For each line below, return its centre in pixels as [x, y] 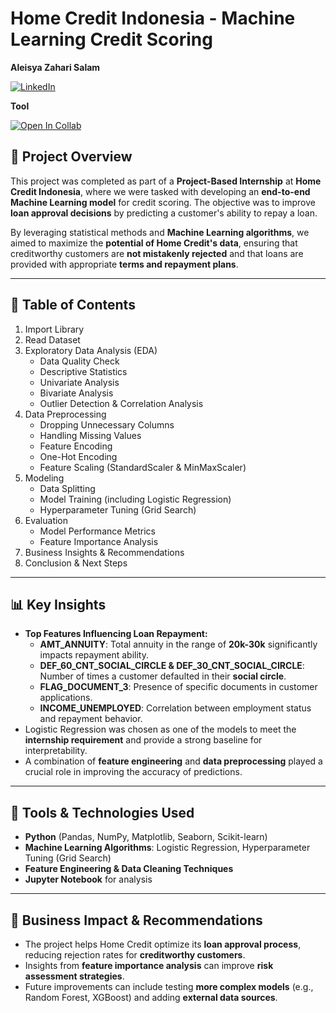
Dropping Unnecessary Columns [107, 424]
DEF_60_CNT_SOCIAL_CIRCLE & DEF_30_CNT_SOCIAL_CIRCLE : [172, 666]
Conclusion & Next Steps [76, 563]
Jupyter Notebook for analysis [88, 879]
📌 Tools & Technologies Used [102, 812]
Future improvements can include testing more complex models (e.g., [169, 986]
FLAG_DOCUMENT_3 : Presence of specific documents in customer [178, 687]
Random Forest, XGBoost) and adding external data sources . [151, 997]
